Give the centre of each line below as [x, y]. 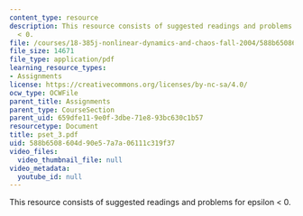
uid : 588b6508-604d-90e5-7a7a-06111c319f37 [92, 143]
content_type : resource [54, 18]
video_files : [34, 151]
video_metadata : [40, 168]
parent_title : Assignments [60, 101]
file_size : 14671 [42, 51]
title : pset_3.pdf [44, 135]
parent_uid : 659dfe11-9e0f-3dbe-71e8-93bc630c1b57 [106, 118]
